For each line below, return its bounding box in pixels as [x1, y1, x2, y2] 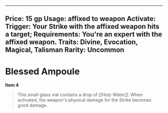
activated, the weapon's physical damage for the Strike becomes [17, 97, 151, 103]
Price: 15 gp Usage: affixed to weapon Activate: [5, 14, 156, 23]
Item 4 [5, 82, 19, 88]
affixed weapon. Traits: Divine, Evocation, [5, 38, 138, 46]
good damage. [17, 103, 48, 109]
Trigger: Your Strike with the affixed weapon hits [5, 22, 159, 31]
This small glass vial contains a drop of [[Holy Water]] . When [17, 92, 143, 98]
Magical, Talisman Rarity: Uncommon [5, 46, 124, 54]
